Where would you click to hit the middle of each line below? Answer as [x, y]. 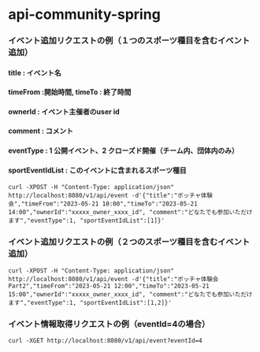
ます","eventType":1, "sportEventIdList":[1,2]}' [90, 302]
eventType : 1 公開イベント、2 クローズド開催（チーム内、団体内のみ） [123, 150]
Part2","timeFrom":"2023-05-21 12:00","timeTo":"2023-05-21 [109, 286]
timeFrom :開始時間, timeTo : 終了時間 [70, 92]
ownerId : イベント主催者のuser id [64, 111]
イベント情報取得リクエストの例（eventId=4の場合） [109, 324]
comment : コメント [41, 131]
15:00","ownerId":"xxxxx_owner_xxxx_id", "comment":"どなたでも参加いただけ [130, 294]
